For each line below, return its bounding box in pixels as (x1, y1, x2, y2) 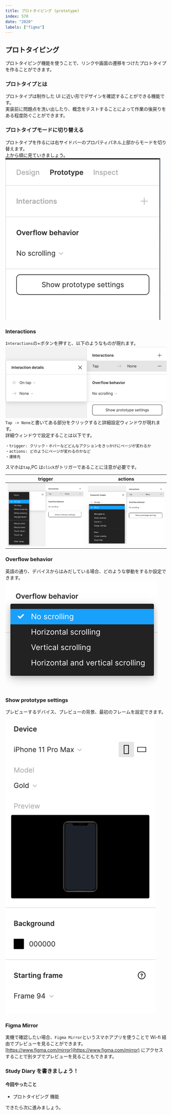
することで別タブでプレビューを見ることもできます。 (5, 1053, 117, 1060)
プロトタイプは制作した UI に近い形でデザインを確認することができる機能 (5, 93, 160, 100)
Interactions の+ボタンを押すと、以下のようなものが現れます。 (5, 340, 139, 346)
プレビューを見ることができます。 (14, 1041, 86, 1047)
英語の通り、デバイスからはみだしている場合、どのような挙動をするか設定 (5, 568, 162, 574)
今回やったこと (5, 1081, 37, 1087)
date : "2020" (5, 19, 33, 24)
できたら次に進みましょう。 (5, 1104, 64, 1111)
